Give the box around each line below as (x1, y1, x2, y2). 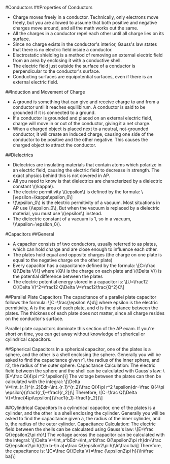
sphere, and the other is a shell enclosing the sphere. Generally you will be (5, 352, 161, 358)
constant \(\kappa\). (12, 183, 55, 189)
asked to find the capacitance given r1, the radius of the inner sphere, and (5, 357, 160, 363)
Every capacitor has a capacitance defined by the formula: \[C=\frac (12, 263, 156, 269)
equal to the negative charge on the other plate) (12, 257, 113, 263)
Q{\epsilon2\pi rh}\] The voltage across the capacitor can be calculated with (5, 432, 165, 438)
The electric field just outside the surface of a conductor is (12, 63, 135, 69)
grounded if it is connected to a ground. (12, 109, 96, 115)
